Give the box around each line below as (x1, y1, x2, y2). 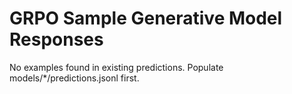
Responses (9, 28, 104, 51)
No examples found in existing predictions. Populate (9, 61, 224, 73)
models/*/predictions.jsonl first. (9, 72, 140, 84)
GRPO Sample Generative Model (9, 7, 283, 30)
